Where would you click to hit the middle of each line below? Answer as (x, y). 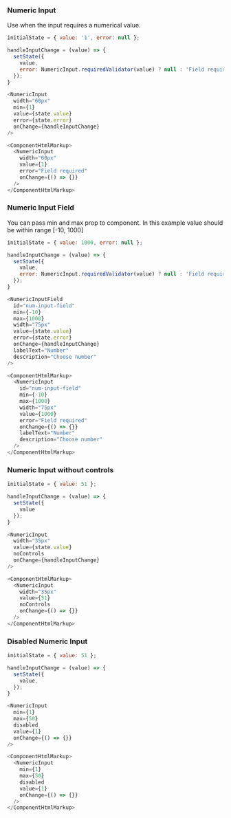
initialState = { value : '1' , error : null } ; (73, 38)
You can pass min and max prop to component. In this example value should (115, 223)
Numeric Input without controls (60, 469)
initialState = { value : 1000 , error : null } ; (75, 243)
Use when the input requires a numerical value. (74, 25)
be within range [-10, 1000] (45, 230)
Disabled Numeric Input (47, 641)
